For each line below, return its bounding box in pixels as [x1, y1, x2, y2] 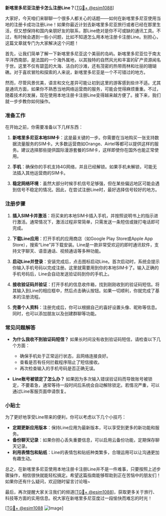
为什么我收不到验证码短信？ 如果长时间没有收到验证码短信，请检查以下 [12, 336, 157, 342]
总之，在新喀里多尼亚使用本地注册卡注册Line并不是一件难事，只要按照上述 [5, 466, 157, 472]
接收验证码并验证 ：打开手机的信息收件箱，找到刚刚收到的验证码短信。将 [12, 281, 160, 287]
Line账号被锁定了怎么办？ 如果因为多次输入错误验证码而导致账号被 [12, 376, 148, 382]
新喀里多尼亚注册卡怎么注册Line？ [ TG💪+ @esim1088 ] [5, 5, 115, 10]
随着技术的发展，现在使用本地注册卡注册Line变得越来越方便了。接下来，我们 [5, 92, 161, 98]
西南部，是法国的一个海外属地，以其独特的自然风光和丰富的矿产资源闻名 [13, 57, 161, 62]
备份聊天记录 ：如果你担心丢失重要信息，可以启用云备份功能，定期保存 [12, 437, 156, 443]
